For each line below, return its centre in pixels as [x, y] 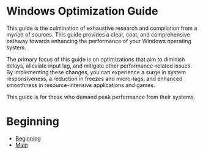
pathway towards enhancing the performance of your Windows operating [99, 41]
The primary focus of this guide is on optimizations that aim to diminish [96, 59]
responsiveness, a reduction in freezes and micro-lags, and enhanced [94, 79]
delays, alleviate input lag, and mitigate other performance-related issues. [99, 66]
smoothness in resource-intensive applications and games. [81, 85]
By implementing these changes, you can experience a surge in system [96, 72]
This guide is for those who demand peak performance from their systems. [101, 97]
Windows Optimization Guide [82, 11]
